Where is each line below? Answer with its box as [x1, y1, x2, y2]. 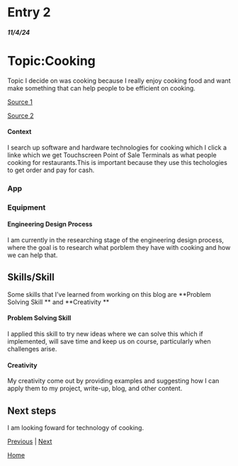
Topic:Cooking [7, 52, 96, 69]
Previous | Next [7, 437, 52, 445]
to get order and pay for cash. [7, 166, 95, 174]
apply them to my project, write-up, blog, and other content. [7, 384, 183, 393]
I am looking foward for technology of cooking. [7, 424, 144, 432]
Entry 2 [7, 4, 51, 21]
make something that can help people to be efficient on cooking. [7, 84, 196, 92]
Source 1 [7, 97, 33, 106]
